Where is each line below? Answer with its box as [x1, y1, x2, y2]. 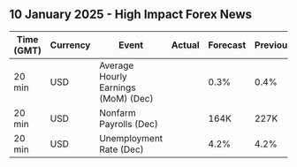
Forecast [208, 39, 247, 51]
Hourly [98, 70, 128, 82]
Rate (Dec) [98, 143, 144, 156]
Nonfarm [98, 106, 136, 118]
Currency [49, 39, 91, 51]
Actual [171, 39, 201, 51]
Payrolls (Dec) [98, 118, 159, 130]
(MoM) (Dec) [98, 92, 154, 104]
